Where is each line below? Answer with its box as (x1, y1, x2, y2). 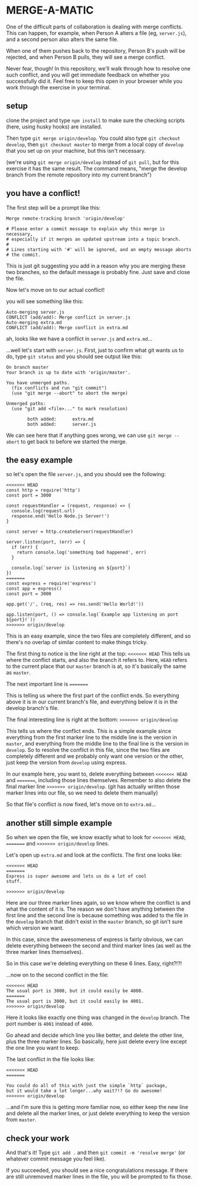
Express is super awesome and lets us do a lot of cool (6, 873, 147, 879)
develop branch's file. (6, 705, 59, 712)
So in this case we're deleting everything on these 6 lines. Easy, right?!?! (6, 960, 182, 967)
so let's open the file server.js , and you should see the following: (6, 471, 166, 478)
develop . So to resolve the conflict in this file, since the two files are (6, 747, 170, 754)
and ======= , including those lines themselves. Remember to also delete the (6, 777, 191, 784)
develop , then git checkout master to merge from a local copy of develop (6, 140, 184, 148)
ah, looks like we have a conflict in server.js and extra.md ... (6, 335, 152, 342)
